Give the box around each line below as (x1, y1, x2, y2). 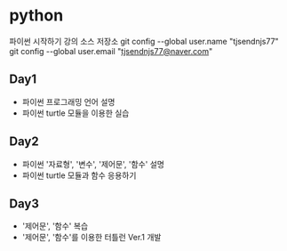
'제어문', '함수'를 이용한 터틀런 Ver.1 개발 (21, 232, 162, 243)
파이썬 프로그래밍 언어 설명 (21, 96, 116, 107)
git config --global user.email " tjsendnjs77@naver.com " (9, 45, 213, 56)
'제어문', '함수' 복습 (21, 221, 89, 231)
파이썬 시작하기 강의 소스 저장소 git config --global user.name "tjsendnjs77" (9, 36, 279, 46)
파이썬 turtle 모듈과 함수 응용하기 (21, 170, 137, 181)
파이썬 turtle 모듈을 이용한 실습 (21, 108, 130, 118)
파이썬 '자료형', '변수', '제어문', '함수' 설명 (21, 158, 164, 169)
